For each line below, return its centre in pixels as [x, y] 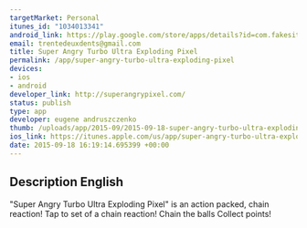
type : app [28, 111]
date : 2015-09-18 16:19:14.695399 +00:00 [90, 145]
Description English [66, 182]
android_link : [37, 35]
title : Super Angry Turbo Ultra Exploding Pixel [104, 52]
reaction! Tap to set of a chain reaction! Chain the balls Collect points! [141, 213]
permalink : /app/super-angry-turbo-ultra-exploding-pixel [122, 60]
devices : [26, 69]
